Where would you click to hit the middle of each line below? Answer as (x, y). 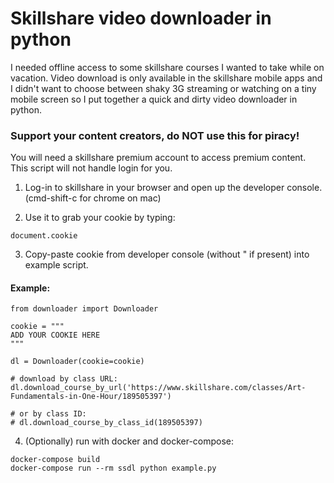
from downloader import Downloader (84, 309)
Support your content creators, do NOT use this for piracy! (155, 135)
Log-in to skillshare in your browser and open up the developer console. (173, 188)
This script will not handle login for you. (91, 168)
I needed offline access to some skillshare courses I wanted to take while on (167, 67)
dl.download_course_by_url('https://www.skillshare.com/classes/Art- (158, 388)
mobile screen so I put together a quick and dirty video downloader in (154, 99)
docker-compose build (55, 460)
